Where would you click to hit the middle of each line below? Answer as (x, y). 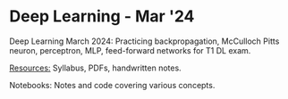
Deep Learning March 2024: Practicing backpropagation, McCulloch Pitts (144, 41)
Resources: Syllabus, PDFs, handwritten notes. (95, 68)
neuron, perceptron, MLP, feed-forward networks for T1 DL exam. (130, 50)
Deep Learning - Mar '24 (102, 16)
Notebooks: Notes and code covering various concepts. (112, 85)
